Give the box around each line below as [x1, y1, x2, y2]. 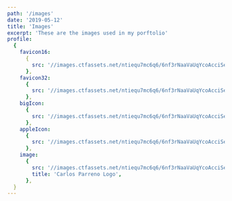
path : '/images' [7, 10, 54, 17]
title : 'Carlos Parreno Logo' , [32, 171, 122, 178]
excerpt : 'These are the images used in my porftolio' [7, 29, 168, 37]
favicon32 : [19, 74, 51, 82]
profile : [7, 36, 32, 43]
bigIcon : [19, 100, 45, 107]
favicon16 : [19, 49, 51, 56]
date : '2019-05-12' [7, 17, 64, 23]
